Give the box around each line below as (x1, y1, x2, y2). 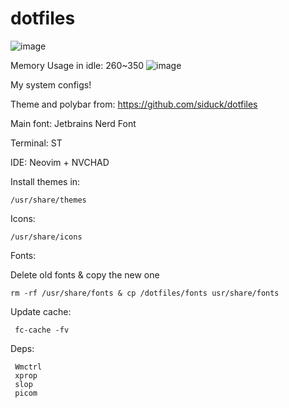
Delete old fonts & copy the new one (10, 268, 160, 281)
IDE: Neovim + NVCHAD (10, 156, 110, 168)
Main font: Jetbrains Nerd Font (10, 117, 137, 129)
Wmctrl (14, 362, 43, 372)
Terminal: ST (10, 137, 63, 149)
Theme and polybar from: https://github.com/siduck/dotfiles (10, 98, 258, 110)
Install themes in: (10, 175, 81, 187)
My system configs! (10, 78, 92, 91)
